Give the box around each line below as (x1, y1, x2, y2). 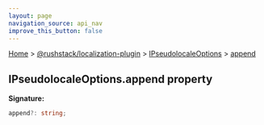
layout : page (8, 11, 52, 20)
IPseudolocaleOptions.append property (8, 72, 213, 85)
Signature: (8, 94, 44, 103)
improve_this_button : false (8, 27, 103, 35)
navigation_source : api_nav (8, 19, 103, 27)
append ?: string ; (8, 110, 67, 118)
